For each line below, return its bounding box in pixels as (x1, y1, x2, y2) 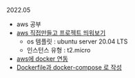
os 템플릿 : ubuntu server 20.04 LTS (26, 37, 128, 46)
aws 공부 (16, 20, 42, 28)
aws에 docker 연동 (16, 55, 68, 63)
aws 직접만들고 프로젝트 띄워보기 (16, 29, 106, 37)
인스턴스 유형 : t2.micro (26, 46, 91, 54)
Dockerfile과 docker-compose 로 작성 (16, 64, 122, 71)
